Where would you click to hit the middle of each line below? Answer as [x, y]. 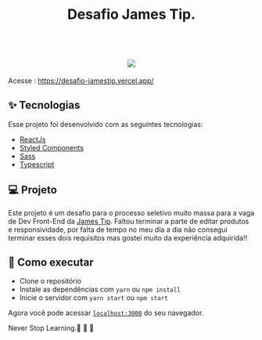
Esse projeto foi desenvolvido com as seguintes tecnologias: [106, 124]
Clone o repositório [50, 281]
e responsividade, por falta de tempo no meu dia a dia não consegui [118, 230]
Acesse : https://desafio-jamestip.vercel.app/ [81, 81]
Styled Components [52, 147]
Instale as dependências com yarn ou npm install [100, 289]
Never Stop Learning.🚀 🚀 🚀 [51, 328]
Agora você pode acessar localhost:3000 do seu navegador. [106, 313]
